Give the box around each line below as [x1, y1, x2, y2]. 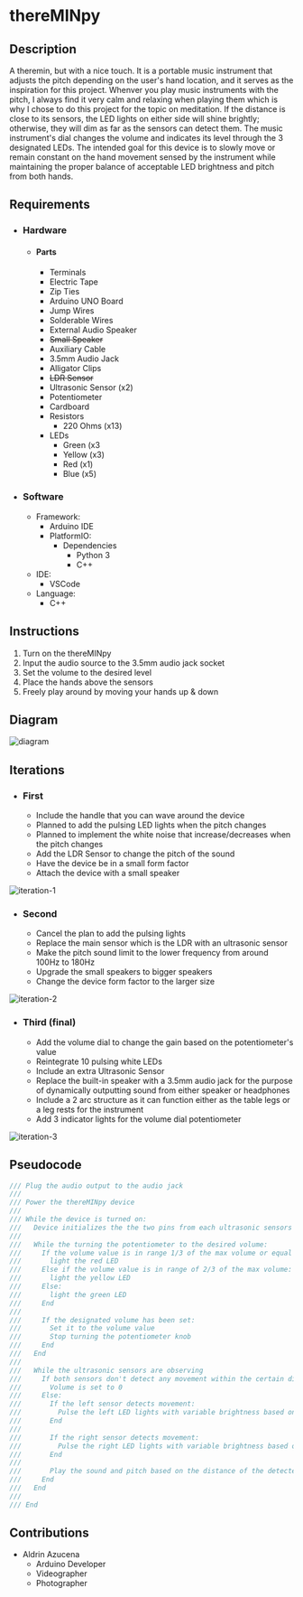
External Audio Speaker [49, 324, 138, 335]
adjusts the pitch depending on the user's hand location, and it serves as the [9, 75, 294, 86]
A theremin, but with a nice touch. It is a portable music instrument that [9, 65, 273, 76]
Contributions [9, 1526, 89, 1541]
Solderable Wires [49, 314, 114, 325]
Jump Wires [49, 304, 95, 316]
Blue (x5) [62, 468, 97, 479]
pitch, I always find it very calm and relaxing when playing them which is [9, 94, 278, 105]
